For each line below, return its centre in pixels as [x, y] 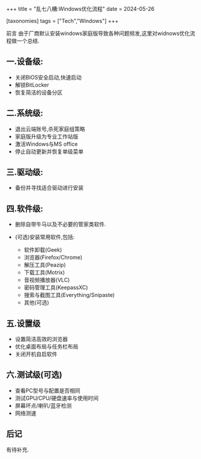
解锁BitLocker [32, 85]
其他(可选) [36, 302]
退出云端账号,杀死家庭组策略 [50, 129]
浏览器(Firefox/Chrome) [53, 257]
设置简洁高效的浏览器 [41, 339]
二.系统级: [25, 113]
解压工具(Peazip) [45, 265]
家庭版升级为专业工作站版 [46, 136]
